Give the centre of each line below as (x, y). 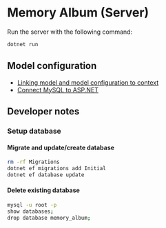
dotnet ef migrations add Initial (57, 169)
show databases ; (30, 211)
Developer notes (43, 112)
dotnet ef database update (46, 175)
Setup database (34, 131)
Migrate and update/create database (61, 147)
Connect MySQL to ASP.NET (58, 90)
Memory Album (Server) (78, 13)
